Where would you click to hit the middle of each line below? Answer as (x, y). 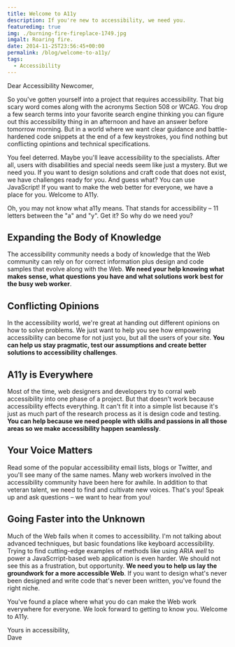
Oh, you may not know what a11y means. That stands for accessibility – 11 (113, 208)
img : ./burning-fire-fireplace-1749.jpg (67, 33)
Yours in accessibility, (38, 630)
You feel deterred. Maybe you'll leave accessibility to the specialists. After (114, 157)
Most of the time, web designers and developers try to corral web (102, 392)
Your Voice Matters (50, 451)
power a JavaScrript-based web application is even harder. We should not (114, 558)
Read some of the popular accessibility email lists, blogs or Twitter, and (110, 467)
